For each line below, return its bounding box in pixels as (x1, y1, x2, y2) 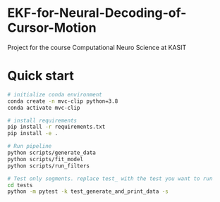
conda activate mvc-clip (7, 104, 80, 111)
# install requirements (7, 117, 78, 124)
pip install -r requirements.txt (7, 123, 106, 131)
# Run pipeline (7, 143, 52, 150)
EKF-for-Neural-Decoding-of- (7, 5, 187, 21)
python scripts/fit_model (7, 156, 83, 163)
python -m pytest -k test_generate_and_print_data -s (7, 188, 169, 195)
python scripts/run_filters (7, 162, 90, 170)
